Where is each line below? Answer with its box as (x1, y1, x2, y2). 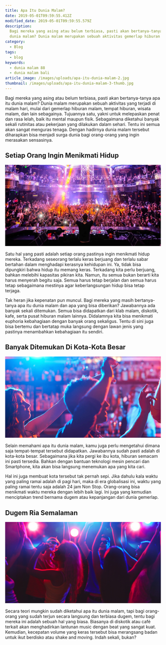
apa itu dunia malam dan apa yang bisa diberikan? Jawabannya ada (17, 303, 156, 308)
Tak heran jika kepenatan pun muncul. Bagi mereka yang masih (5, 297, 134, 303)
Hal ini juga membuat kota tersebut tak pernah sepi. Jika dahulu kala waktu (5, 473, 158, 479)
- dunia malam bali (9, 71, 50, 76)
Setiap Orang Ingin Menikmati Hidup (5, 151, 119, 160)
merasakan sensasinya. (5, 137, 53, 143)
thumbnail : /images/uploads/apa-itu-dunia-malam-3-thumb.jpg (5, 81, 134, 86)
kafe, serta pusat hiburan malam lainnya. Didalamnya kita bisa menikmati (5, 313, 153, 319)
